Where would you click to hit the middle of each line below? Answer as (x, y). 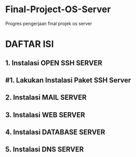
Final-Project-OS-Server (58, 9)
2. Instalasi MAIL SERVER (46, 98)
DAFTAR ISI (30, 44)
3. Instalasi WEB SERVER (45, 115)
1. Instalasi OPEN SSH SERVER (54, 63)
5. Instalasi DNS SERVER (44, 150)
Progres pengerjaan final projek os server (49, 23)
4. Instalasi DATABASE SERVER (55, 132)
